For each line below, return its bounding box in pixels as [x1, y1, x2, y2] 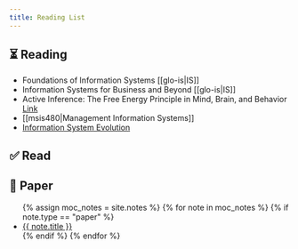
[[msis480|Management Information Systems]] [21, 113, 195, 124]
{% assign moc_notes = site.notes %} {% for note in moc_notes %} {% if [21, 202, 289, 213]
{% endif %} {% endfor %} [21, 230, 121, 241]
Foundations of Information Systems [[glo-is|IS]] [21, 75, 200, 85]
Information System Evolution [21, 122, 131, 133]
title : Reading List [9, 12, 86, 22]
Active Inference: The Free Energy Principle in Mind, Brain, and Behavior [21, 94, 287, 105]
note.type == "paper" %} [21, 211, 115, 222]
